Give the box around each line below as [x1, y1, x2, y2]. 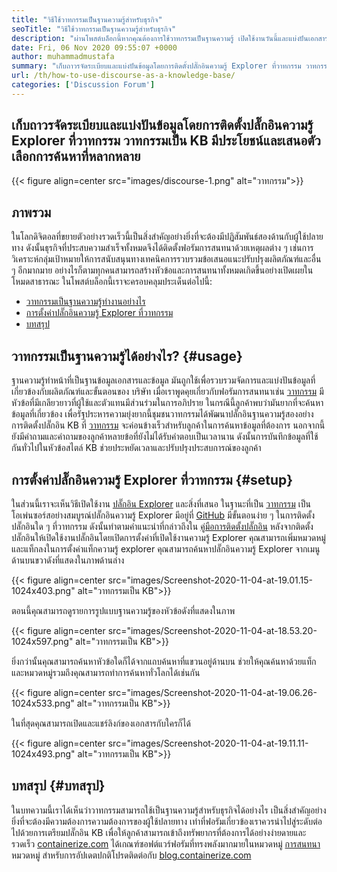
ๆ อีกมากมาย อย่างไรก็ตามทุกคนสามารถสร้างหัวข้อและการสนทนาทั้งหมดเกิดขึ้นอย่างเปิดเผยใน [11, 264, 314, 276]
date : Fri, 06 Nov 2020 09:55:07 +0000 [11, 42, 178, 53]
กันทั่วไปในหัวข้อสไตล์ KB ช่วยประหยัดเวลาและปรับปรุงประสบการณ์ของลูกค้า [11, 442, 262, 454]
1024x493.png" [11, 748, 76, 760]
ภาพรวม [11, 204, 52, 221]
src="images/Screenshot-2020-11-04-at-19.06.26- [107, 687, 318, 698]
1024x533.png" [11, 697, 75, 709]
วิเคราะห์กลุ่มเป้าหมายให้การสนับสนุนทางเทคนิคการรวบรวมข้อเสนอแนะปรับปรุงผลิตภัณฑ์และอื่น [11, 253, 322, 265]
